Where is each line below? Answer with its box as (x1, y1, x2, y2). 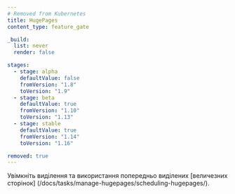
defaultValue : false (20, 74, 80, 81)
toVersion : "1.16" (20, 139, 74, 147)
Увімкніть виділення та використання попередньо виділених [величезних (7, 172, 228, 180)
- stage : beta (13, 94, 55, 102)
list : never (13, 43, 49, 50)
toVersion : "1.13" (20, 113, 74, 121)
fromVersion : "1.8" (20, 81, 77, 88)
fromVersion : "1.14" (20, 133, 80, 140)
